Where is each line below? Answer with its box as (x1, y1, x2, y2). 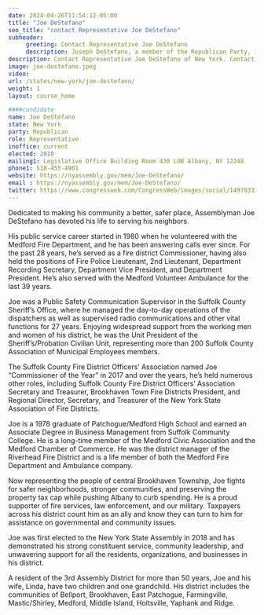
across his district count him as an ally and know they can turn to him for (8, 509, 244, 518)
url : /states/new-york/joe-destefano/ (8, 77, 135, 85)
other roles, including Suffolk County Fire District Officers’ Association (8, 379, 236, 388)
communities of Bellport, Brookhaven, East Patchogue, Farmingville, (8, 590, 228, 599)
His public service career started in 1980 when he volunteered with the (8, 231, 237, 240)
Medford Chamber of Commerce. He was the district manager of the (8, 444, 230, 453)
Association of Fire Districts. (8, 404, 100, 413)
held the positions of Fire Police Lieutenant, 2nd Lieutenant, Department (8, 256, 241, 265)
